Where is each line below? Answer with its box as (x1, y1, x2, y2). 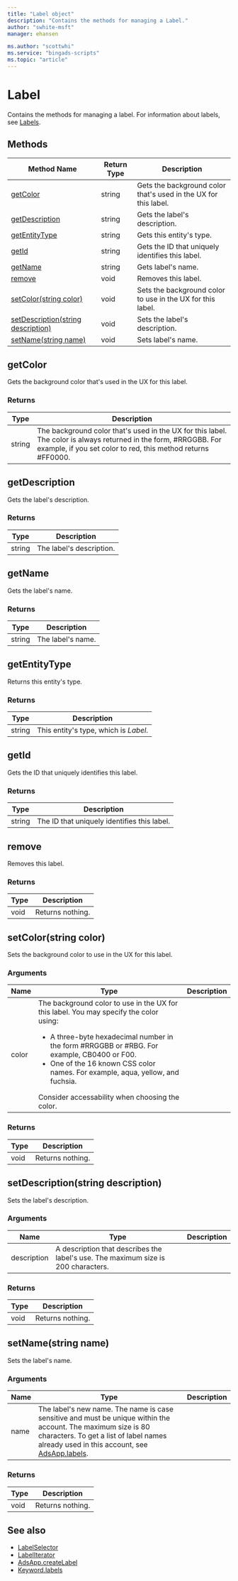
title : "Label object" (7, 10, 74, 18)
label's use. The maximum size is (55, 1252, 165, 1262)
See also (7, 1524, 46, 1536)
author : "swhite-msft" (7, 23, 74, 31)
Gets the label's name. (7, 586, 73, 595)
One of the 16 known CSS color (50, 1058, 156, 1068)
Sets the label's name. (7, 1356, 72, 1364)
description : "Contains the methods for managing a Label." (7, 17, 189, 24)
